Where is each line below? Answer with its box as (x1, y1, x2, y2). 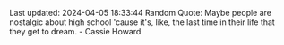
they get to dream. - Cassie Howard (9, 26, 142, 36)
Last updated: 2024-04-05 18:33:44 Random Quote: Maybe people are (9, 8, 271, 18)
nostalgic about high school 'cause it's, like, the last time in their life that (9, 17, 275, 27)
